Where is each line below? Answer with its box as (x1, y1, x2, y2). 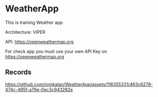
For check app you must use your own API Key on (5, 48, 107, 54)
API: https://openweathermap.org (5, 38, 74, 45)
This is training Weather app (5, 19, 63, 25)
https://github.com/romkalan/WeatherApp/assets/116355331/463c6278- (5, 81, 153, 87)
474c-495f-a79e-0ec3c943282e (5, 87, 73, 93)
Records (5, 68, 32, 77)
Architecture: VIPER (5, 29, 46, 35)
